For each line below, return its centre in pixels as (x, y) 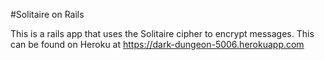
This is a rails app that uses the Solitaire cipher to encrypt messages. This (162, 33)
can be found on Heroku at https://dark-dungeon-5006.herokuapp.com (157, 44)
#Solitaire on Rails (47, 14)
